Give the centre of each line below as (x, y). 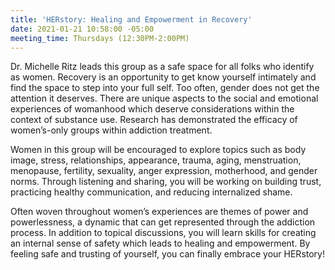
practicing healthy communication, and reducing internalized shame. (151, 192)
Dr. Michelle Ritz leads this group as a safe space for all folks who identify (162, 67)
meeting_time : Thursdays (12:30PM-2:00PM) (100, 38)
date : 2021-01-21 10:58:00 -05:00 (82, 29)
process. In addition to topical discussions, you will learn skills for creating (163, 233)
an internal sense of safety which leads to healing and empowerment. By (160, 243)
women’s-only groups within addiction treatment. (111, 130)
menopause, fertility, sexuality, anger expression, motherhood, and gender (164, 171)
